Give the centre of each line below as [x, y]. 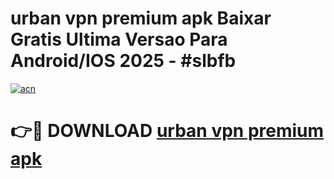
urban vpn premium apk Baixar [141, 18]
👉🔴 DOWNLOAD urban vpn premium [167, 131]
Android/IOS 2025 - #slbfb [123, 61]
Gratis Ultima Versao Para [119, 39]
